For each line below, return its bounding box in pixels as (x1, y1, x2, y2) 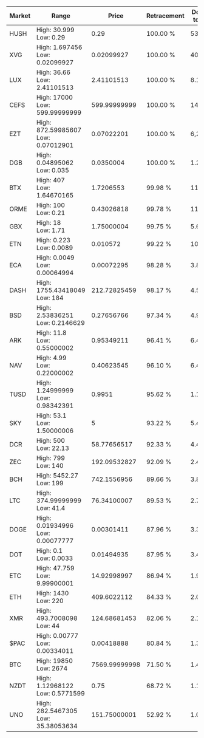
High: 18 (36, 219, 61, 227)
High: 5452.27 (36, 471, 79, 479)
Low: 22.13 (36, 444, 70, 452)
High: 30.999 (36, 26, 75, 34)
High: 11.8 (36, 329, 67, 337)
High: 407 (36, 176, 66, 184)
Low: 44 (36, 622, 60, 630)
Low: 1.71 (36, 226, 66, 234)
